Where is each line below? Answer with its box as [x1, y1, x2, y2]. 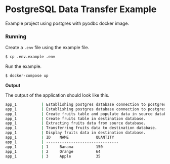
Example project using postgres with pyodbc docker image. [5, 20, 130, 26]
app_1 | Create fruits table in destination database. [5, 116, 146, 121]
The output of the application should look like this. [5, 92, 110, 98]
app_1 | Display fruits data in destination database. [5, 130, 146, 135]
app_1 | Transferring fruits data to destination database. [5, 126, 157, 131]
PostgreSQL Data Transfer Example [5, 4, 157, 15]
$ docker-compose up [5, 73, 49, 78]
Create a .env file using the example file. [5, 45, 90, 51]
